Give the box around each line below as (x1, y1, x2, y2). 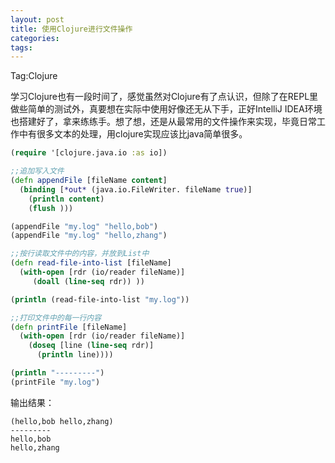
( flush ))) (28, 203, 74, 213)
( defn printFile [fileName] (10, 322, 128, 332)
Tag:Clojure (10, 70, 58, 82)
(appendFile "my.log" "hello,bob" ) (10, 221, 159, 231)
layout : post (10, 14, 65, 25)
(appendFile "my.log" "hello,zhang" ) (10, 231, 168, 241)
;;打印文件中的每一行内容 (10, 312, 102, 323)
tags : (10, 42, 33, 53)
